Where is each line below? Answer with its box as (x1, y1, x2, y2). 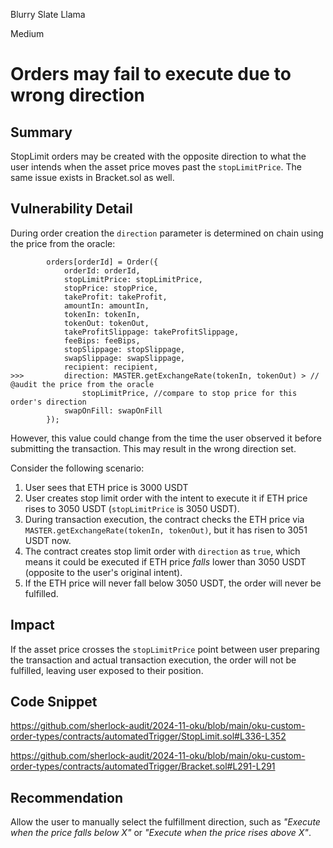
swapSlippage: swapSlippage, (63, 353, 186, 363)
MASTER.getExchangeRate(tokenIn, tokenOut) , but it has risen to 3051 (24, 524, 308, 536)
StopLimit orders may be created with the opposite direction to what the (10, 150, 307, 162)
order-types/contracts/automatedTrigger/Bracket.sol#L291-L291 (10, 760, 276, 773)
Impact (10, 617, 55, 634)
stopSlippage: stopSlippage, (63, 344, 186, 354)
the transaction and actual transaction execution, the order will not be (10, 654, 297, 666)
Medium (10, 28, 45, 39)
